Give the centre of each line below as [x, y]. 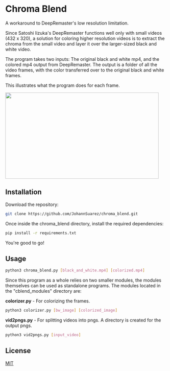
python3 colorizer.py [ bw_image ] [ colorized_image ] [61, 310]
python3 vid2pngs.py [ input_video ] [43, 335]
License [18, 351]
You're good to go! [25, 243]
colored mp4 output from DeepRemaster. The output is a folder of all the [81, 64]
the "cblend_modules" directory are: [43, 291]
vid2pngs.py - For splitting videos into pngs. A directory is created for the [83, 320]
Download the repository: [32, 204]
